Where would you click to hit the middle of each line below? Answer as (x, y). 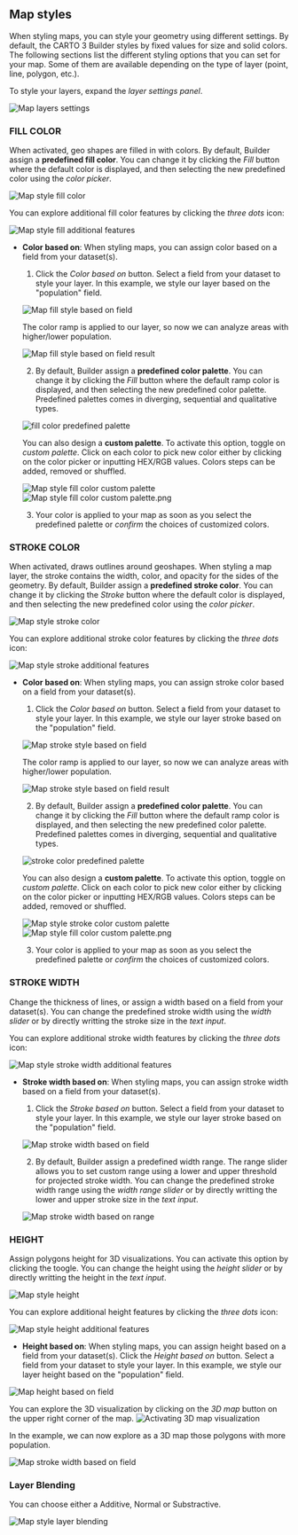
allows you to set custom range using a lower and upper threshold (156, 1171)
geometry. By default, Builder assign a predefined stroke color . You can (141, 585)
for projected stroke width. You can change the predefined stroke (155, 1180)
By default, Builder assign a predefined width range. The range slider (161, 1162)
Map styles (41, 15)
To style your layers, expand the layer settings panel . (106, 90)
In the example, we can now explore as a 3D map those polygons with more (148, 1435)
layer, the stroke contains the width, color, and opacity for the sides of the (144, 576)
